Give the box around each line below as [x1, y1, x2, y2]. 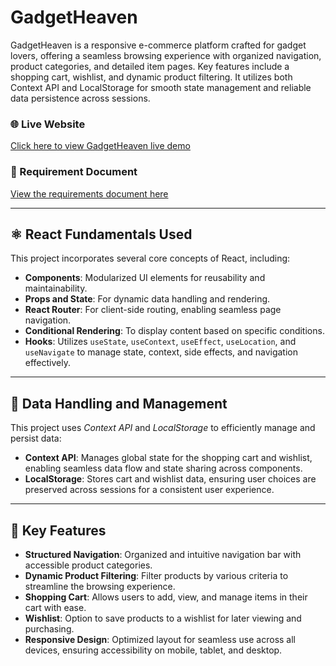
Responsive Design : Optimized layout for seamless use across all [24, 633, 296, 645]
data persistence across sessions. [10, 92, 151, 104]
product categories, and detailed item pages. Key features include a [10, 60, 290, 72]
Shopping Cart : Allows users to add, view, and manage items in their [24, 591, 308, 603]
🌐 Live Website [10, 117, 86, 131]
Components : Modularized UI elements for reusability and [24, 272, 266, 284]
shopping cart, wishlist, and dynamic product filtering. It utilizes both [10, 71, 293, 83]
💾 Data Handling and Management [10, 395, 228, 412]
